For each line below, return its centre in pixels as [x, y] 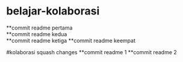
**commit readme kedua [37, 34]
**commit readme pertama [39, 28]
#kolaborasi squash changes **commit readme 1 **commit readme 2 [92, 52]
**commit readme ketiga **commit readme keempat [71, 40]
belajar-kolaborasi [53, 11]
